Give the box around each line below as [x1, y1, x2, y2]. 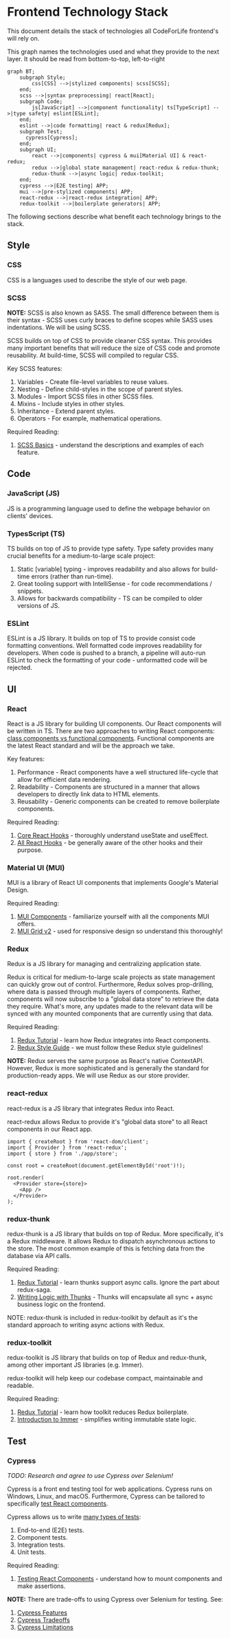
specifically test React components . [7, 1499, 108, 1508]
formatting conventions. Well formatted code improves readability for [7, 642, 203, 650]
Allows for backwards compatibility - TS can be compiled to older [16, 594, 203, 602]
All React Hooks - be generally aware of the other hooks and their [16, 838, 203, 846]
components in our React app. [7, 1125, 93, 1133]
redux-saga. [16, 1286, 52, 1294]
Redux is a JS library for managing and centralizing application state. [7, 960, 202, 968]
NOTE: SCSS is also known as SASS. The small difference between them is [7, 308, 220, 317]
